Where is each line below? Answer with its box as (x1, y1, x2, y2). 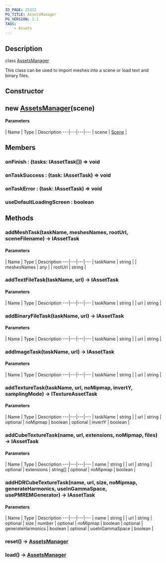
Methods (5, 214, 34, 223)
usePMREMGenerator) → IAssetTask (5, 492, 95, 499)
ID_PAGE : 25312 (5, 7, 37, 12)
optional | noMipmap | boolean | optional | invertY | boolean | (5, 419, 130, 425)
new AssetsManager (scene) (5, 104, 95, 112)
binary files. (5, 72, 29, 78)
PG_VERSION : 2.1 (5, 16, 39, 21)
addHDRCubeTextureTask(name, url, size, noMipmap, (5, 479, 138, 486)
